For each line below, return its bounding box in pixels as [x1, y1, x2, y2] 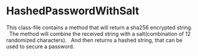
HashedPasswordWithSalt [6, 4, 140, 18]
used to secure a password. [6, 43, 75, 50]
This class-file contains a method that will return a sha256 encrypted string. [6, 24, 193, 31]
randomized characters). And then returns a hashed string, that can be [6, 36, 183, 43]
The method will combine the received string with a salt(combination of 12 [8, 30, 191, 37]
